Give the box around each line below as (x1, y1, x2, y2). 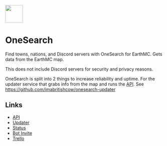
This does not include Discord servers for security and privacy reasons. (5, 66, 153, 72)
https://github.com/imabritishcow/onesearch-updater (5, 86, 116, 92)
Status (12, 124, 26, 130)
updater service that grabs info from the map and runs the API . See (5, 81, 144, 87)
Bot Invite (12, 130, 33, 136)
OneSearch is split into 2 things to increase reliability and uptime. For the (5, 75, 155, 81)
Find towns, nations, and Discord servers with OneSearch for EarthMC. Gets (5, 51, 162, 57)
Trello (12, 135, 25, 141)
